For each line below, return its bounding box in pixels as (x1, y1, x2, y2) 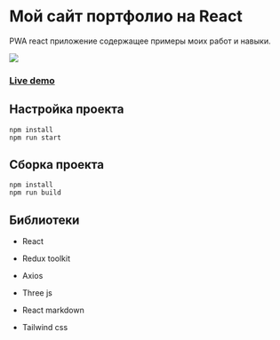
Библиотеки (9, 212, 80, 227)
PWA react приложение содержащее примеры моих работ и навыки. (9, 36, 271, 46)
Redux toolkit (21, 253, 71, 264)
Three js (21, 288, 53, 298)
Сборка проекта (9, 157, 105, 172)
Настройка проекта (9, 102, 124, 117)
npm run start (9, 133, 62, 142)
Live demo (9, 74, 55, 86)
